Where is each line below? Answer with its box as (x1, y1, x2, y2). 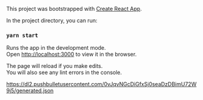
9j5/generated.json (6, 87, 54, 95)
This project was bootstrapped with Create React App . (6, 5, 142, 12)
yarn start (6, 32, 38, 39)
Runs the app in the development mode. (6, 44, 106, 52)
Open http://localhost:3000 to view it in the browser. (6, 51, 137, 58)
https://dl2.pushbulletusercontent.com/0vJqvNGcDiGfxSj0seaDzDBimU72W (6, 81, 197, 88)
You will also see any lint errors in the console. (6, 69, 122, 76)
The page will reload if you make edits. (6, 62, 103, 70)
